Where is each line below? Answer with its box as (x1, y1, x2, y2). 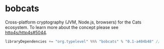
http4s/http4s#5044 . (5, 29, 47, 35)
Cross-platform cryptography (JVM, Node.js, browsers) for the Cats (5, 19, 142, 25)
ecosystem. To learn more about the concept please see (5, 24, 119, 30)
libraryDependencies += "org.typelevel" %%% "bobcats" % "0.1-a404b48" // (5, 39, 161, 44)
